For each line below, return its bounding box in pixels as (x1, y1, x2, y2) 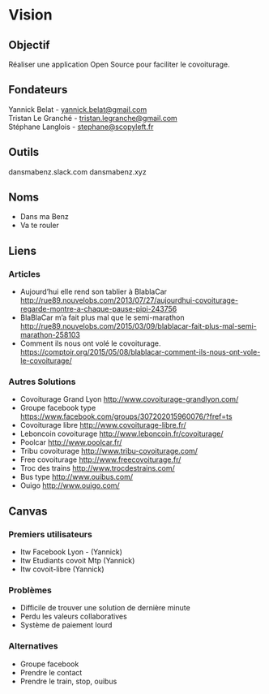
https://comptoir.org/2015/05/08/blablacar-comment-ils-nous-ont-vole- (19, 347, 261, 357)
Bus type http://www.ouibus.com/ (19, 472, 134, 482)
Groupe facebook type (19, 403, 96, 413)
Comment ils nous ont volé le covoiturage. (19, 338, 161, 348)
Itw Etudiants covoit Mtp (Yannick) (19, 556, 135, 566)
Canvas (8, 504, 48, 518)
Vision (8, 6, 53, 24)
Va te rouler (19, 221, 59, 231)
